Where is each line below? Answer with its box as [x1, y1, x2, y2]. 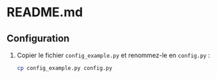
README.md [6, 4, 83, 20]
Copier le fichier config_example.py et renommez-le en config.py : [16, 51, 210, 59]
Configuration [6, 32, 70, 44]
